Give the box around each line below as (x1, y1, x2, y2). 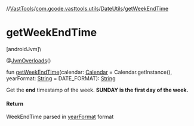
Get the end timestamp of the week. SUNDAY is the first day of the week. (6, 86, 189, 93)
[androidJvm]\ (6, 45, 42, 52)
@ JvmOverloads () (6, 56, 51, 64)
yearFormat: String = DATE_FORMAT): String (6, 74, 116, 82)
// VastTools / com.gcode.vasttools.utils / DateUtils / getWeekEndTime (6, 5, 169, 12)
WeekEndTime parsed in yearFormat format (6, 113, 114, 121)
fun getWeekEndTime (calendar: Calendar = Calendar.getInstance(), (6, 68, 173, 75)
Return (6, 100, 24, 107)
